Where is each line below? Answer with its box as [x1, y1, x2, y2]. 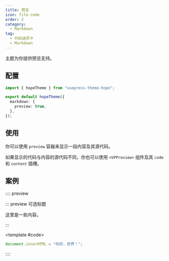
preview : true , [14, 104, 47, 109]
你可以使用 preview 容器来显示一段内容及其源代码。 [5, 143, 113, 149]
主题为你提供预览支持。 [5, 55, 54, 61]
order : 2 [5, 17, 24, 22]
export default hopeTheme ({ [5, 95, 65, 100]
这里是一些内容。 [5, 212, 41, 218]
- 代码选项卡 [10, 36, 34, 41]
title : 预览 [5, 7, 29, 13]
